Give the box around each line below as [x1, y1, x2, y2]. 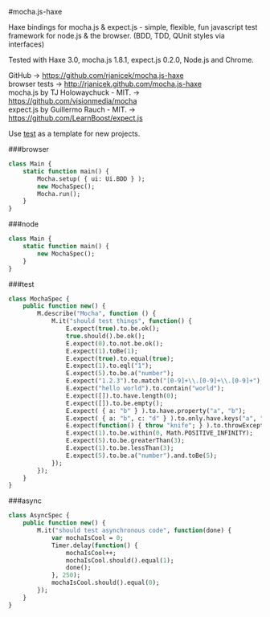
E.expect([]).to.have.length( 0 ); [65, 391, 178, 400]
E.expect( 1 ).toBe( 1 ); [65, 347, 138, 355]
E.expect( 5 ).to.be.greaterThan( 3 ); [65, 437, 185, 445]
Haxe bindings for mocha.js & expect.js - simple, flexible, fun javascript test [8, 22, 258, 31]
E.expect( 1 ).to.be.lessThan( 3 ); [65, 444, 174, 452]
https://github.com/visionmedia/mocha [8, 96, 137, 105]
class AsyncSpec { [8, 512, 70, 520]
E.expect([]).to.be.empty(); [65, 399, 163, 407]
